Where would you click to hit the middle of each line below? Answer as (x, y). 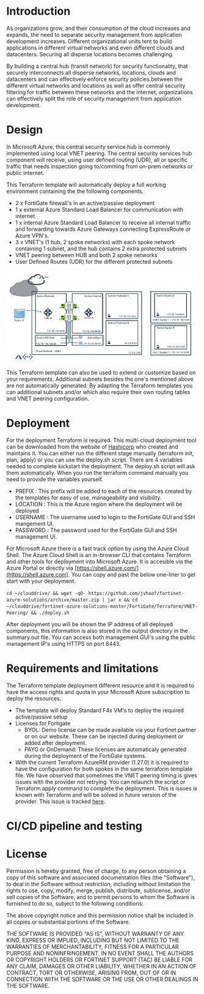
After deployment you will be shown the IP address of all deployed (89, 624)
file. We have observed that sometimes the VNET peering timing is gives (106, 775)
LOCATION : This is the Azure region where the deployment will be (99, 504)
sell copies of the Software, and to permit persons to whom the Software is (101, 897)
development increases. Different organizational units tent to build (89, 41)
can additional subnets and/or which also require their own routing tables (98, 392)
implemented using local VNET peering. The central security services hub (99, 153)
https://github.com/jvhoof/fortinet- (136, 593)
